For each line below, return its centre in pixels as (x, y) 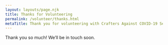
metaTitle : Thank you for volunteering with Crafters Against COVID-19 (81, 23)
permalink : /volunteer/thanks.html (42, 19)
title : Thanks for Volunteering (39, 14)
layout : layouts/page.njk (32, 10)
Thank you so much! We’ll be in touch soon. (50, 38)
